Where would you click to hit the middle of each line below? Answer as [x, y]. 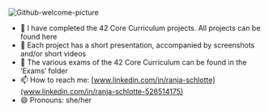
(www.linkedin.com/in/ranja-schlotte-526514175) [102, 91]
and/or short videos [53, 54]
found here [38, 37]
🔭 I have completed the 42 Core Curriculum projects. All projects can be [140, 28]
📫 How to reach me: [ [57, 80]
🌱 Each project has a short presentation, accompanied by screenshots [137, 45]
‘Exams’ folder [44, 71]
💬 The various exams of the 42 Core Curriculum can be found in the [133, 62]
